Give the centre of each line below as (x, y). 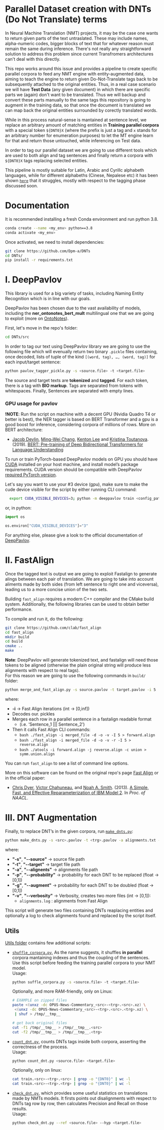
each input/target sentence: (33, 362)
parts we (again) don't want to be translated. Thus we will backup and (75, 95)
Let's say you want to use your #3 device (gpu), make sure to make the (76, 485)
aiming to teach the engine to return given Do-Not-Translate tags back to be (82, 79)
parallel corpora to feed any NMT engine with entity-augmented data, (75, 74)
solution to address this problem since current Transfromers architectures (79, 54)
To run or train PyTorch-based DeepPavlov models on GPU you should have (81, 459)
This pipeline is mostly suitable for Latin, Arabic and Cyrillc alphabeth (74, 170)
